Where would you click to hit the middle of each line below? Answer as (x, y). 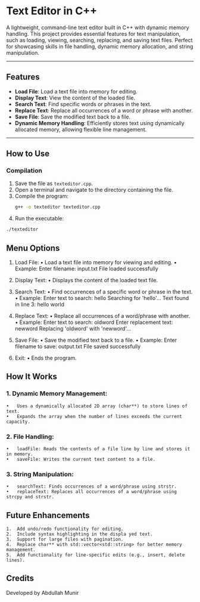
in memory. (20, 454)
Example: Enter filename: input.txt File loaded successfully (87, 269)
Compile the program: (42, 196)
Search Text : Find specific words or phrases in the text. (83, 104)
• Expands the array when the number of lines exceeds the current (94, 416)
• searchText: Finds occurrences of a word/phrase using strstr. (92, 486)
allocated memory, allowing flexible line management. (81, 129)
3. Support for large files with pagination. (65, 539)
